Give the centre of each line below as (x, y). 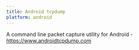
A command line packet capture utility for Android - (69, 34)
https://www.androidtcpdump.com (49, 40)
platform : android (29, 17)
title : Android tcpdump (36, 12)
